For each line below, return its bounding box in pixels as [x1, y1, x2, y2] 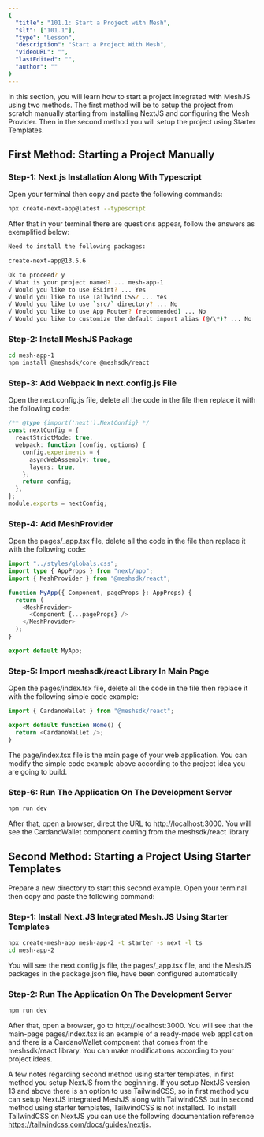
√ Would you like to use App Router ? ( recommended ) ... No [8, 308, 206, 316]
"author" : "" [15, 63, 58, 71]
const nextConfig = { [8, 426, 80, 434]
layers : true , [28, 463, 76, 471]
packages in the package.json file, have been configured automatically [8, 968, 238, 978]
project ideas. [8, 1053, 53, 1064]
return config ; [22, 477, 73, 485]
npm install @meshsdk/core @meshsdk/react [8, 359, 150, 367]
